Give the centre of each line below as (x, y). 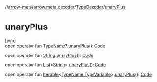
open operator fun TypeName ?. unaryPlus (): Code (55, 46)
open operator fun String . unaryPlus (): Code (49, 55)
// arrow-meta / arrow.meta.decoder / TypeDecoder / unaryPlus (65, 7)
